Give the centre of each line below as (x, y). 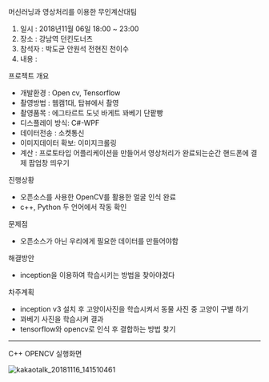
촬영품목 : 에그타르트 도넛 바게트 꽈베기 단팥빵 (92, 113)
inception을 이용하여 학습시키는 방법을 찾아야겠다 (97, 275)
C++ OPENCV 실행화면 (45, 354)
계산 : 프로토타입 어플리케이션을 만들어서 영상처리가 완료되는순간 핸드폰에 (134, 153)
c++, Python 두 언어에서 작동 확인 (73, 207)
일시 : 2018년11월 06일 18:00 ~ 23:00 (79, 29)
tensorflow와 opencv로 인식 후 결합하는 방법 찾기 (98, 329)
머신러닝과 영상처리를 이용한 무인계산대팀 (73, 12)
